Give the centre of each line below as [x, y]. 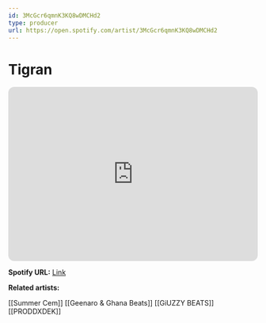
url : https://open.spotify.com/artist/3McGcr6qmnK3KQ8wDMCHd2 [113, 30]
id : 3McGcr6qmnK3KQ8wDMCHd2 [55, 15]
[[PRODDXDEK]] [35, 312]
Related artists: [34, 288]
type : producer [33, 23]
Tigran [30, 69]
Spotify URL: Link [37, 272]
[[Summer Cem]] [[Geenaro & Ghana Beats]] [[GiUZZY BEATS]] [111, 303]
